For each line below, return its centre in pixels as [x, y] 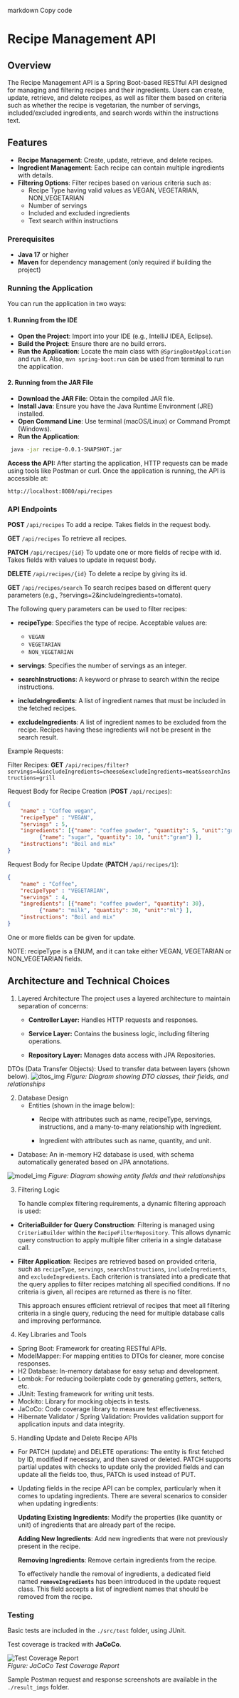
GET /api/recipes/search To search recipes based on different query [109, 587]
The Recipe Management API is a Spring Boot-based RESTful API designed [117, 82]
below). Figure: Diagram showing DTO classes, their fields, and [118, 1076]
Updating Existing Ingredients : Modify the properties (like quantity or [120, 1517]
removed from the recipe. [55, 1596]
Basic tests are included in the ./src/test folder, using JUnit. [97, 1631]
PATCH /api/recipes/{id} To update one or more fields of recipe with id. [115, 552]
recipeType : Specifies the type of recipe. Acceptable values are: [112, 623]
